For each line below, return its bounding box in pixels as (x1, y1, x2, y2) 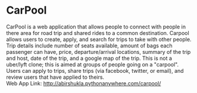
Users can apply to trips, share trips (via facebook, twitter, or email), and (6, 67, 184, 74)
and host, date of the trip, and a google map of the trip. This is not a (6, 54, 173, 62)
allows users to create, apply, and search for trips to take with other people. (6, 36, 192, 43)
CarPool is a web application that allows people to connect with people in (6, 23, 186, 30)
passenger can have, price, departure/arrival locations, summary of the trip (6, 48, 191, 55)
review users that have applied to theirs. (6, 73, 105, 81)
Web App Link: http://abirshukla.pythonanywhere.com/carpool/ (6, 79, 161, 86)
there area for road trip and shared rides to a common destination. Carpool (6, 29, 189, 36)
